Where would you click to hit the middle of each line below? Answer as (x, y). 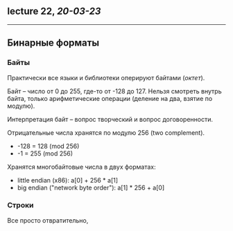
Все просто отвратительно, (48, 220)
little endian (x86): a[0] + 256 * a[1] (68, 180)
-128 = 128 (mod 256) (48, 146)
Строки (20, 205)
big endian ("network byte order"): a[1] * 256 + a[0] (91, 187)
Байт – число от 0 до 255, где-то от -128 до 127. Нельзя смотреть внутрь (114, 91)
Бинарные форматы (53, 43)
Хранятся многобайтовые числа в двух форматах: (81, 167)
